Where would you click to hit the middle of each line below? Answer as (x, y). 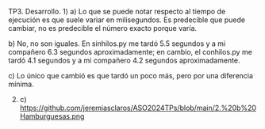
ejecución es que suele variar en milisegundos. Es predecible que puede (127, 20)
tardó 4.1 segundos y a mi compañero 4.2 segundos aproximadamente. (124, 60)
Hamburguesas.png (52, 116)
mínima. (21, 84)
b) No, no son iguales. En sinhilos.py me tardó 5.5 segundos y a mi (117, 44)
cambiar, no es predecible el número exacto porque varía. (102, 28)
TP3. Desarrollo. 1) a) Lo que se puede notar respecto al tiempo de (117, 11)
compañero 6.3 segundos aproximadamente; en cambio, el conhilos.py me (130, 52)
